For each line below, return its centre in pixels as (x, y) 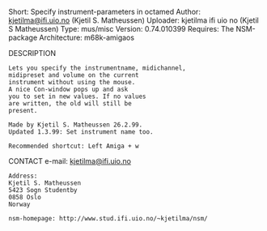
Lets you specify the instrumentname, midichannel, (97, 68)
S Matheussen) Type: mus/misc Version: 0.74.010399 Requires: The (121, 29)
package (23, 37)
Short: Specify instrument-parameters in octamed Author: (104, 12)
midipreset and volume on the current (74, 75)
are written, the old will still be (70, 104)
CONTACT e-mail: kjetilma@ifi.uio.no (70, 161)
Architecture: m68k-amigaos (87, 37)
